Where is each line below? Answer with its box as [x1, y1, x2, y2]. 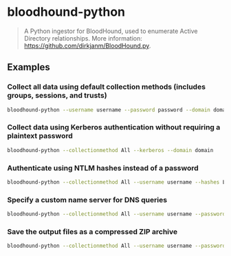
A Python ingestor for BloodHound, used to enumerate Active [23, 27, 198, 35]
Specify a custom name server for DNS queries [7, 195, 167, 204]
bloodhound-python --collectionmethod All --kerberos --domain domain [7, 147, 214, 153]
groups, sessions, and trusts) [7, 91, 108, 100]
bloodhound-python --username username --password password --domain [7, 106, 211, 114]
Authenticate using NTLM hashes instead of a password [7, 163, 199, 173]
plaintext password [7, 131, 74, 141]
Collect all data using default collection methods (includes [7, 82, 206, 92]
